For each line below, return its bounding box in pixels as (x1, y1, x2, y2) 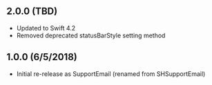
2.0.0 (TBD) (6, 6, 58, 17)
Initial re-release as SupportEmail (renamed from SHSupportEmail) (16, 69, 206, 78)
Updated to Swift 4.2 (16, 23, 76, 32)
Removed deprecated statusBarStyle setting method (16, 31, 166, 39)
